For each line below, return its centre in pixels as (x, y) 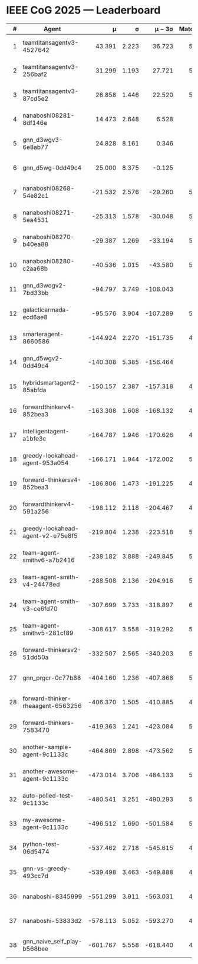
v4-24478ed (41, 584)
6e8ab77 (36, 147)
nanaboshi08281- (49, 115)
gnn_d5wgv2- (43, 358)
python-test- (42, 844)
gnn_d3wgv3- (43, 140)
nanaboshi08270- (49, 237)
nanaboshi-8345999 (52, 896)
